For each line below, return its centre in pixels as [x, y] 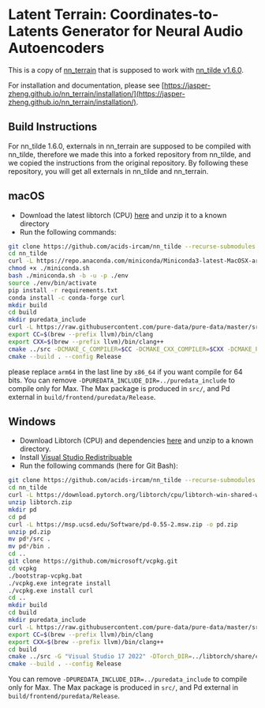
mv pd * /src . [30, 539]
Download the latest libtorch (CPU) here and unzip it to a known [123, 215]
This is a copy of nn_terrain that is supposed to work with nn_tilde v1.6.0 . [126, 70]
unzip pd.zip [30, 532]
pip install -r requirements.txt [63, 290]
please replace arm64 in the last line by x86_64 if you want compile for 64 [125, 371]
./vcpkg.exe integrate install [60, 583]
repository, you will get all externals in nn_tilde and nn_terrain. [108, 171]
